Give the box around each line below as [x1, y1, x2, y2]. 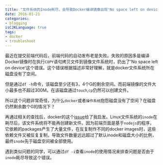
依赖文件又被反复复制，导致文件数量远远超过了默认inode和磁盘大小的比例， [5, 132, 157, 138]
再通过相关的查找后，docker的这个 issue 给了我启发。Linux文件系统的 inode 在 [5, 114, 158, 119]
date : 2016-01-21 [5, 12, 40, 16]
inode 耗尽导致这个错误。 [5, 154, 54, 160]
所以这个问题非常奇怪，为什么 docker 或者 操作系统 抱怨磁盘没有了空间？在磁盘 [5, 98, 156, 103]
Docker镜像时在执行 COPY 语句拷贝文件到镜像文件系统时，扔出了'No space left [5, 59, 158, 65]
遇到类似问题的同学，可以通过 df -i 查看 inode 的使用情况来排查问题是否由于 [5, 148, 154, 154]
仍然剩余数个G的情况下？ [5, 103, 55, 109]
